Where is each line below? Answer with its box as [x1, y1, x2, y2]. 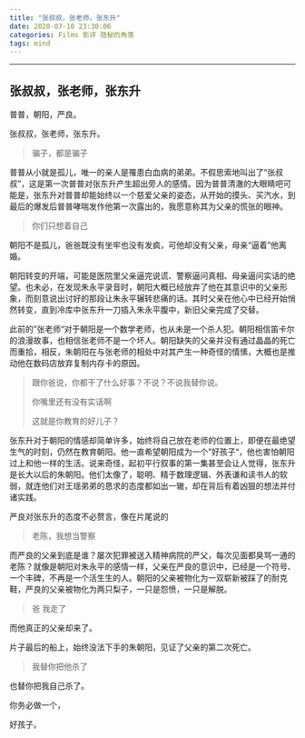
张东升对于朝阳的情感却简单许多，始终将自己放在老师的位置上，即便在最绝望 [9, 435, 296, 446]
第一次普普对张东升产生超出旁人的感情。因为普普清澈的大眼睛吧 [44, 178, 284, 189]
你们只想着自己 [31, 220, 88, 232]
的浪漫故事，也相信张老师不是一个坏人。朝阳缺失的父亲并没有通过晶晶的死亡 [9, 335, 296, 346]
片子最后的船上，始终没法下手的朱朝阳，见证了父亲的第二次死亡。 [9, 642, 256, 653]
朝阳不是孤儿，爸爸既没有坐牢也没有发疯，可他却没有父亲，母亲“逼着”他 [9, 240, 280, 251]
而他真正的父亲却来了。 [9, 623, 97, 633]
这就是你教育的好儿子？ [31, 415, 120, 427]
